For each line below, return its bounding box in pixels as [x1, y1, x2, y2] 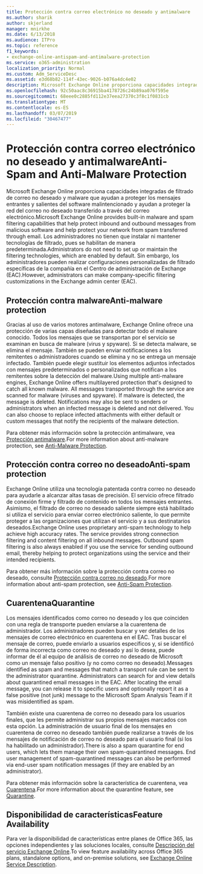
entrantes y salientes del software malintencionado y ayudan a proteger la [6, 200, 191, 208]
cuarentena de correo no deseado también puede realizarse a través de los [6, 729, 194, 736]
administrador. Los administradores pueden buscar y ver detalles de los [6, 627, 185, 634]
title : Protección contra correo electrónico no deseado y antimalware [6, 8, 190, 15]
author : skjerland [6, 20, 53, 26]
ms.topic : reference [6, 43, 59, 49]
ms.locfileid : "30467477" [6, 116, 71, 122]
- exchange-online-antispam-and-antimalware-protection [6, 54, 150, 60]
